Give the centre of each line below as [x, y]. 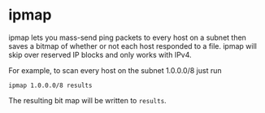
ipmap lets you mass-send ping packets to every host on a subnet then [127, 37]
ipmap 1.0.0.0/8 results [50, 85]
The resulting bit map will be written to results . [87, 100]
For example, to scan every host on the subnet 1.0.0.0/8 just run [115, 70]
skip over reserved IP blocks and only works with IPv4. [100, 54]
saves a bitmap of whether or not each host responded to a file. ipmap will [133, 46]
